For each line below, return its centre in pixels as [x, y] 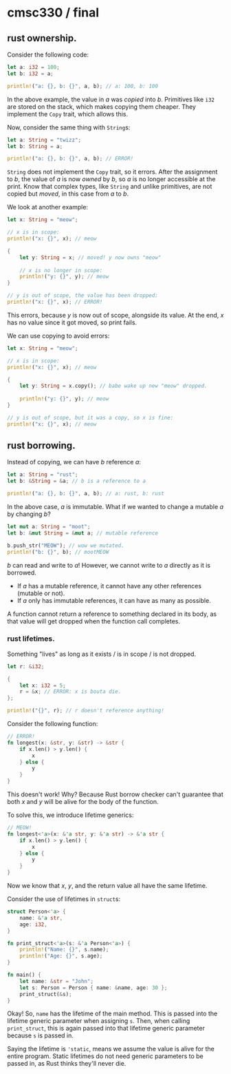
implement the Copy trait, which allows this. [68, 114]
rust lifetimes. [31, 639]
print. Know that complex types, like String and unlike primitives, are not [110, 187]
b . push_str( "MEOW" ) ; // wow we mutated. [66, 546]
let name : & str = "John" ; [57, 981]
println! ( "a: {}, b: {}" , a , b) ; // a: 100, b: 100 [82, 86]
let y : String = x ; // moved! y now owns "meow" [90, 257]
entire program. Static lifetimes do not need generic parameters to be [106, 1056]
